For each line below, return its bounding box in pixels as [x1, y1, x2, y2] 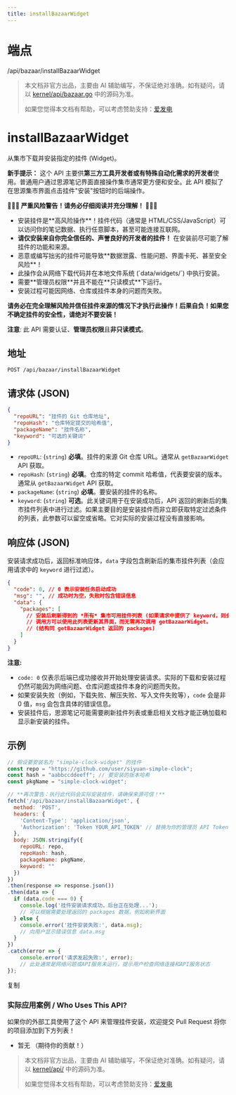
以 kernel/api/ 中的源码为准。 [24, 1065, 109, 1073]
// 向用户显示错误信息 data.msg [20, 928, 105, 935]
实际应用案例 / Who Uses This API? [7, 1000, 128, 1010]
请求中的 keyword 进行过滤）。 [13, 565, 98, 574]
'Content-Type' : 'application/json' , [20, 817, 131, 824]
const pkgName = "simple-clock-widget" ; [7, 778, 128, 785]
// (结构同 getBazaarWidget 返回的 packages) [25, 625, 156, 632]
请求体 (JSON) [7, 387, 70, 399]
